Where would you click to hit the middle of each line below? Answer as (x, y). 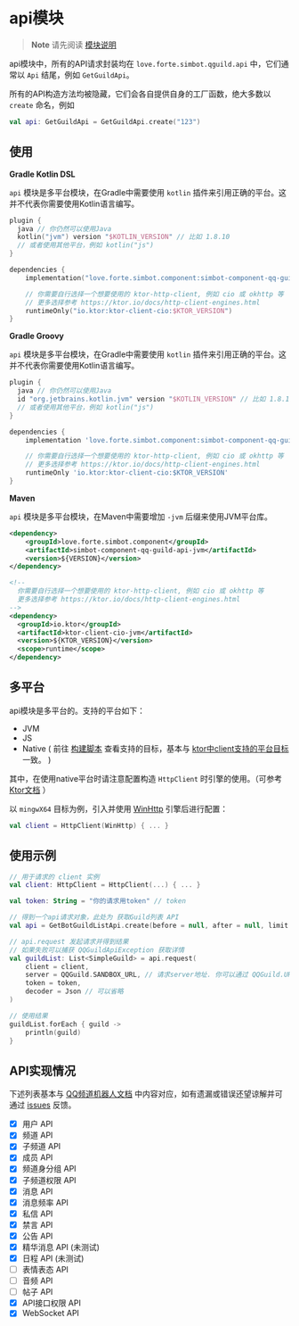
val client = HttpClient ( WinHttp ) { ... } (89, 825)
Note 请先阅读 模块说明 (74, 45)
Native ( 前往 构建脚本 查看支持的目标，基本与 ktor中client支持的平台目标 (155, 748)
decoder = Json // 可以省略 (75, 991)
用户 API (37, 1124)
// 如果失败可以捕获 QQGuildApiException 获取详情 (97, 950)
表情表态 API (45, 1269)
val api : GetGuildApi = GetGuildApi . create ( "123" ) (105, 121)
